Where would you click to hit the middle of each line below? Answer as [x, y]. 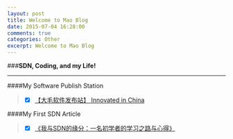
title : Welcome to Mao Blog [48, 20]
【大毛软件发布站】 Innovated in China [89, 100]
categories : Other [34, 40]
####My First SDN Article [44, 114]
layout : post [26, 14]
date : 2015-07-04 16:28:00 [46, 26]
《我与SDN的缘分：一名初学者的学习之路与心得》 [105, 129]
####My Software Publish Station [55, 85]
